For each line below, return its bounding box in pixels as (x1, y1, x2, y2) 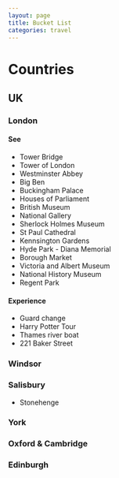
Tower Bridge (19, 152, 63, 162)
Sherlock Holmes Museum (19, 219, 106, 229)
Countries (8, 60, 74, 78)
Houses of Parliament (19, 194, 90, 204)
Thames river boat (19, 330, 80, 340)
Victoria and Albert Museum (19, 261, 110, 271)
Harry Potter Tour (19, 322, 77, 331)
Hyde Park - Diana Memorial (19, 245, 111, 254)
